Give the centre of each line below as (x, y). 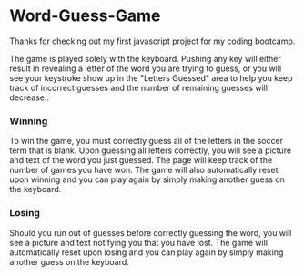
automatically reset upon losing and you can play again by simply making (147, 252)
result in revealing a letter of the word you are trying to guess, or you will (146, 68)
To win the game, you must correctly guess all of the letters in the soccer (147, 141)
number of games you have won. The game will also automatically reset (144, 170)
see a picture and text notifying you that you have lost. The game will (139, 242)
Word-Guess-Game (85, 16)
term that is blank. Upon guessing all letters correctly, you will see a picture (151, 150)
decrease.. (30, 97)
